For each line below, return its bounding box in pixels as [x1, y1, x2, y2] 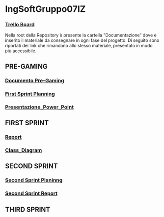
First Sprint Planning [5, 90, 55, 97]
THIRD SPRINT [5, 205, 51, 214]
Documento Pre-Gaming [5, 77, 65, 84]
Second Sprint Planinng [5, 177, 63, 183]
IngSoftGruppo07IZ [5, 3, 86, 15]
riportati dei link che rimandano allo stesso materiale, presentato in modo [5, 43, 153, 49]
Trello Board [5, 21, 35, 28]
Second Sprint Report [5, 190, 58, 197]
